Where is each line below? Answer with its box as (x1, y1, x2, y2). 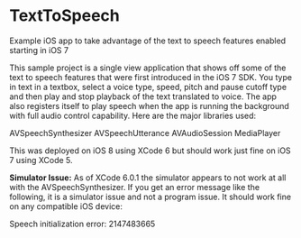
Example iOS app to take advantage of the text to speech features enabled (9, 35, 287, 46)
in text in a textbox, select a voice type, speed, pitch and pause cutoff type (9, 81, 287, 92)
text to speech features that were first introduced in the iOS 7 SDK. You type (9, 71, 293, 82)
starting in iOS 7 (9, 44, 69, 55)
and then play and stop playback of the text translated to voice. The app (9, 91, 278, 102)
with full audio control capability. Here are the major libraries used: (9, 110, 257, 121)
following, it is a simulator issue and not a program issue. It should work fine (9, 191, 291, 202)
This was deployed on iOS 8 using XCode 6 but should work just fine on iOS (9, 145, 291, 156)
